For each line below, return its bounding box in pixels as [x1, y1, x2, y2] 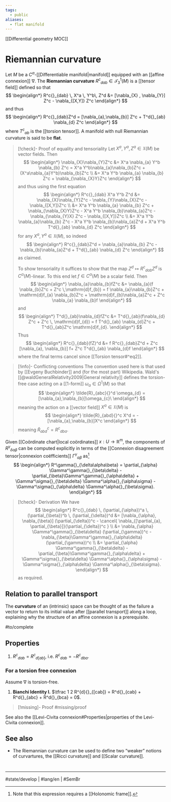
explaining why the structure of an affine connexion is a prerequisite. [5, 614, 149, 620]
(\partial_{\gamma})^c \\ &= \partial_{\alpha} [45, 540, 138, 546]
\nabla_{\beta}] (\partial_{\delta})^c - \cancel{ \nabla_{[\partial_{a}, [22, 518, 162, 524]
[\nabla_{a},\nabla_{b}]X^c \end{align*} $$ [47, 418, 136, 424]
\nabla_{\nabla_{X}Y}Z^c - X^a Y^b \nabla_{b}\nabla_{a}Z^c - [27, 208, 156, 214]
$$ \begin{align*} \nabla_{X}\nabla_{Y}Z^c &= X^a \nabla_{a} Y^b [23, 159, 160, 165]
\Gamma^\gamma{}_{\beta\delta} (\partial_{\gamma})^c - [32, 529, 152, 535]
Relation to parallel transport [5, 589, 98, 598]
